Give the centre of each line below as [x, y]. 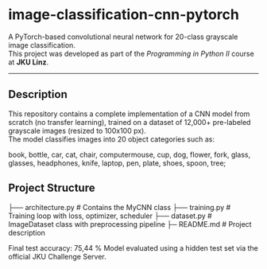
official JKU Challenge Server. [58, 256]
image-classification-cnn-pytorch [124, 15]
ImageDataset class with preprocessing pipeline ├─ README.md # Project [130, 224]
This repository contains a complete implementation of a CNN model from [129, 114]
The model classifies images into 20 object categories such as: [112, 139]
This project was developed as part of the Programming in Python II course [131, 53]
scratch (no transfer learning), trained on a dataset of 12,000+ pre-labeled [130, 122]
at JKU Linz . [29, 62]
